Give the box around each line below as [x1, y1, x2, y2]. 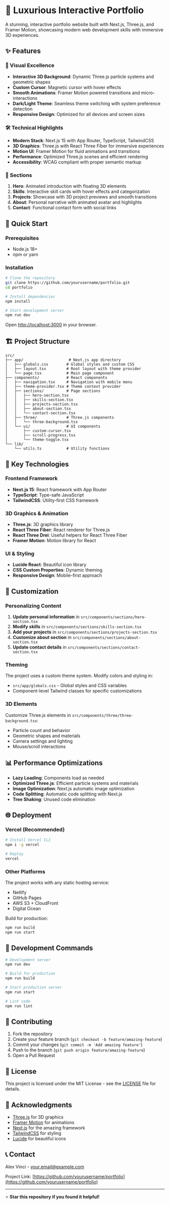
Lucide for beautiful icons [12, 1136, 66, 1141]
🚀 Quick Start [5, 219, 48, 228]
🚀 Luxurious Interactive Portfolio [5, 5, 144, 16]
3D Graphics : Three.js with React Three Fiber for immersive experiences [12, 143, 164, 149]
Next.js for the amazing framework [12, 1125, 85, 1131]
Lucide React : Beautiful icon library [12, 561, 87, 568]
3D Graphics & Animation [5, 510, 68, 517]
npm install [5, 299, 30, 304]
